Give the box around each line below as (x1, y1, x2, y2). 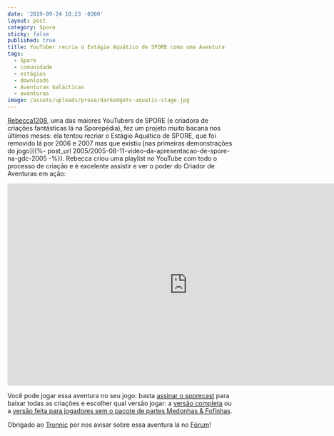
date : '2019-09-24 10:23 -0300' (7, 10, 103, 18)
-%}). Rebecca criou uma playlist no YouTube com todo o (49, 154, 218, 163)
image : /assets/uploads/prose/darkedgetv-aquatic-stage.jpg (7, 97, 191, 104)
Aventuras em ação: (7, 169, 66, 178)
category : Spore (7, 24, 56, 31)
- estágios (14, 70, 46, 77)
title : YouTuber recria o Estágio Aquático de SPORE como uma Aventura (7, 44, 225, 51)
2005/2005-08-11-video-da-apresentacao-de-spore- (72, 147, 231, 155)
